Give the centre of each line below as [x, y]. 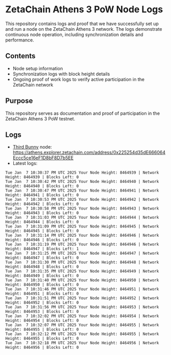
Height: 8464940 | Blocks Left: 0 [42, 186]
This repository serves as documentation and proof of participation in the [83, 113]
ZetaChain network [33, 85]
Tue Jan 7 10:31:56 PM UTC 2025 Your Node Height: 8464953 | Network [82, 307]
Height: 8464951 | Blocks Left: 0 [42, 294]
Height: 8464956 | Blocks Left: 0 [42, 348]
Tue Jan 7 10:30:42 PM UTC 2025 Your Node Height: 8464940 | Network [82, 182]
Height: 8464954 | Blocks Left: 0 [42, 321]
